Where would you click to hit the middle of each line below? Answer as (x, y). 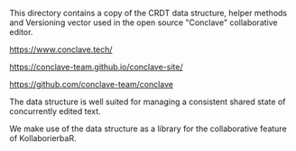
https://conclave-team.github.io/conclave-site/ (96, 67)
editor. (21, 32)
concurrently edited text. (55, 111)
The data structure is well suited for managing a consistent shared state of (148, 102)
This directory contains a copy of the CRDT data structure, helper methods (148, 13)
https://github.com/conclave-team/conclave (92, 84)
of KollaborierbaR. (43, 138)
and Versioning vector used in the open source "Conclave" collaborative (143, 22)
